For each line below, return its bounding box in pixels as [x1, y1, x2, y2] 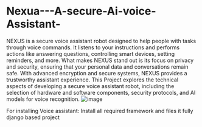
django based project [6, 114, 60, 121]
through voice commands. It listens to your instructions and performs [6, 44, 180, 51]
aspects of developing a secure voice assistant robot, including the [6, 82, 175, 89]
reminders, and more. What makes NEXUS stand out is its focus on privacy [6, 57, 193, 64]
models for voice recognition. [6, 95, 80, 103]
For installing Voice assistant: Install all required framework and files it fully [6, 107, 193, 114]
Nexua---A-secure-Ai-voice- [6, 4, 156, 18]
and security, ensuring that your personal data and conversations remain [6, 63, 189, 70]
